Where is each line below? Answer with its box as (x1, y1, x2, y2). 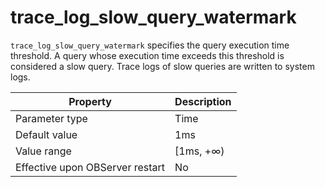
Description (174, 94, 232, 108)
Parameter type (15, 111, 88, 125)
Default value (15, 127, 78, 141)
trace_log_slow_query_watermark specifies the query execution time (10, 39, 290, 51)
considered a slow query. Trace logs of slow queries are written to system (10, 60, 315, 72)
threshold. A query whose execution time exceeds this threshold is (10, 49, 285, 61)
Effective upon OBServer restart (15, 160, 166, 174)
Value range (15, 144, 72, 158)
